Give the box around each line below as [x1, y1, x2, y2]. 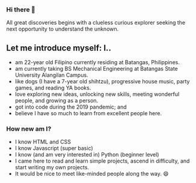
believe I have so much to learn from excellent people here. [14, 110, 162, 117]
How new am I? [6, 125, 52, 133]
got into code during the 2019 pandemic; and [14, 103, 127, 110]
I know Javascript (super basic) [14, 145, 93, 152]
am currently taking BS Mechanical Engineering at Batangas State [14, 65, 179, 73]
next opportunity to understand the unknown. [6, 25, 119, 32]
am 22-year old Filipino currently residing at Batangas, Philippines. [14, 59, 180, 66]
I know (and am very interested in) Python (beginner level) [14, 151, 159, 158]
